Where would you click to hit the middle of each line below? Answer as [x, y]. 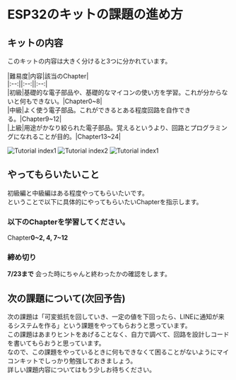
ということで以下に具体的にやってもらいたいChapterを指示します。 [105, 201]
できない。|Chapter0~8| [67, 101]
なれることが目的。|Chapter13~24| [70, 136]
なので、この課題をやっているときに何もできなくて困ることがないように [112, 352]
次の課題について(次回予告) [66, 298]
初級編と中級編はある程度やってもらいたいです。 [78, 193]
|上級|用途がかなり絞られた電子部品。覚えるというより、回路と [99, 127]
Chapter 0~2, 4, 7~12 [38, 238]
